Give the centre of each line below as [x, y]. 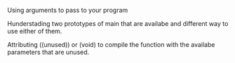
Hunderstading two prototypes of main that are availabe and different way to [118, 23]
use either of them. [35, 31]
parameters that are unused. [48, 52]
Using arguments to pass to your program [68, 10]
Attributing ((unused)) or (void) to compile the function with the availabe [111, 44]
